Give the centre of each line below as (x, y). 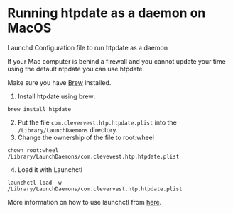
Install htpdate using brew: (56, 96)
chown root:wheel (33, 150)
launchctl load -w (34, 183)
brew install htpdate (39, 109)
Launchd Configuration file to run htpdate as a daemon (88, 47)
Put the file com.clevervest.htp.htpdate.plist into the (97, 122)
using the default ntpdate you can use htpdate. (76, 69)
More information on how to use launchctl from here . (85, 202)
